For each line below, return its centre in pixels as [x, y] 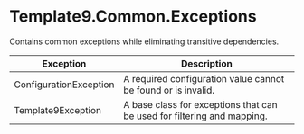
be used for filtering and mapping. [195, 116]
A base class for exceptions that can [200, 104]
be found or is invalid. [169, 90]
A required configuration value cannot [204, 78]
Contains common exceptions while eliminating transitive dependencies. [144, 41]
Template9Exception [58, 110]
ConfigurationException [64, 85]
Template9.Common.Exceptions [133, 17]
